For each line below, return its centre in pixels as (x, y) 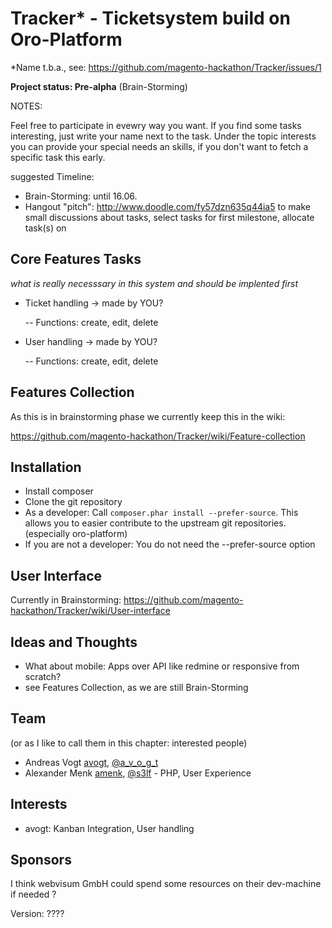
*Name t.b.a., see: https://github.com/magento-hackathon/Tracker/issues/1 (166, 67)
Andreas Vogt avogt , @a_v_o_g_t (91, 762)
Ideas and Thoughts (74, 642)
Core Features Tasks (76, 259)
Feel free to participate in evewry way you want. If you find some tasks (156, 125)
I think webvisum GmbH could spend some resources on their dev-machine (166, 884)
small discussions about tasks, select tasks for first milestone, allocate (169, 217)
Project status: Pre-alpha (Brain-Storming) (99, 86)
